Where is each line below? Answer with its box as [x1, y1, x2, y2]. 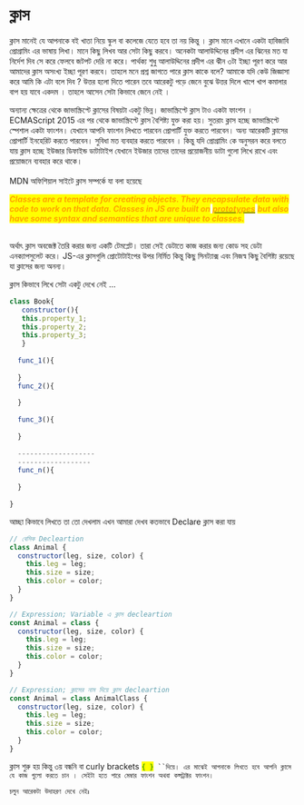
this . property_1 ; [21, 313, 88, 323]
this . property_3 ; [21, 331, 88, 340]
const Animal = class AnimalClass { [9, 693, 148, 703]
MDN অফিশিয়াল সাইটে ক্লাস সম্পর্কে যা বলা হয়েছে [9, 175, 142, 186]
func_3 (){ [17, 415, 54, 424]
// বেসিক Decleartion [9, 534, 84, 543]
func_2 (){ [17, 382, 54, 391]
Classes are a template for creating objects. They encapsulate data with [9, 194, 289, 204]
